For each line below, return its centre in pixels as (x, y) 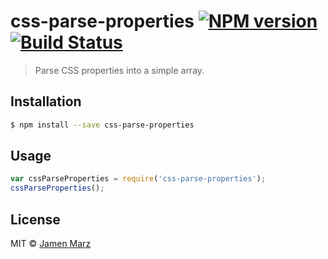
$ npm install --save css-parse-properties (102, 125)
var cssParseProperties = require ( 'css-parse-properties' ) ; (138, 179)
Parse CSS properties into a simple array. (119, 70)
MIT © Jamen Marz (51, 243)
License (35, 219)
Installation (46, 101)
